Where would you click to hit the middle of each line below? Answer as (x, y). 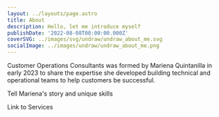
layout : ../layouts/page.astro (52, 13)
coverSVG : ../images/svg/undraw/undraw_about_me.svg (85, 39)
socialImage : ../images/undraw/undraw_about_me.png (83, 46)
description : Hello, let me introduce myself (74, 26)
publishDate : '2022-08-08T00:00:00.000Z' (68, 33)
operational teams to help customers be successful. (81, 80)
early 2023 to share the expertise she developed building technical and (109, 73)
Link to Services (30, 107)
